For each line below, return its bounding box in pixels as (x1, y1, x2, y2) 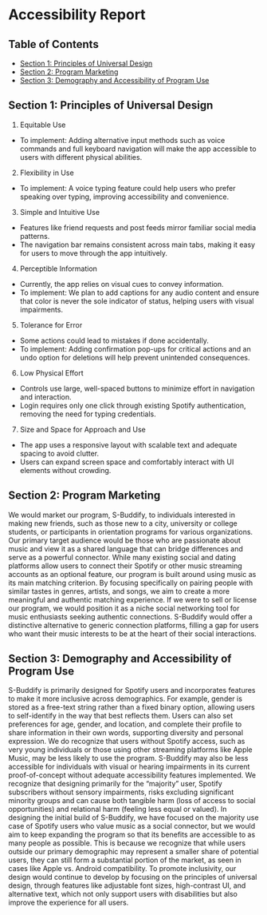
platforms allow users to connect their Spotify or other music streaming (8, 561, 242, 571)
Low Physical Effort (19, 368, 84, 377)
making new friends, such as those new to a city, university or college (8, 518, 238, 528)
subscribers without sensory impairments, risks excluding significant (8, 787, 234, 797)
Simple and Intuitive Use (19, 207, 100, 217)
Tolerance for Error (19, 320, 83, 329)
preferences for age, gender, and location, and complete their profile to (8, 719, 242, 729)
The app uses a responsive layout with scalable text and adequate (19, 440, 238, 449)
